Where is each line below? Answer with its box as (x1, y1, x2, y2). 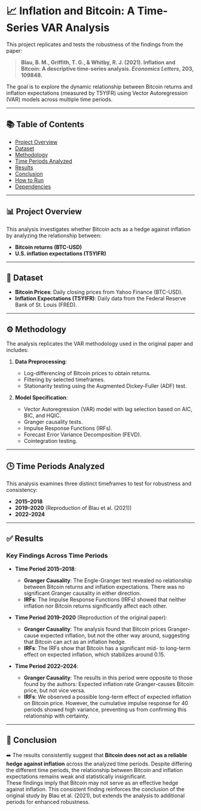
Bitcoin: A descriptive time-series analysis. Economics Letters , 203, (20, 65, 194, 72)
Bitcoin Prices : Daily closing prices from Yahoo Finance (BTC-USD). (14, 288, 184, 296)
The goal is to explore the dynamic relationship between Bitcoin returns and (6, 83, 193, 90)
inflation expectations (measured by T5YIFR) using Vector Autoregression (6, 89, 188, 96)
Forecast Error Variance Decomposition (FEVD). (23, 431, 142, 438)
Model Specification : (14, 394, 68, 401)
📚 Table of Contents (6, 120, 85, 130)
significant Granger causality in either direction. (23, 590, 141, 597)
